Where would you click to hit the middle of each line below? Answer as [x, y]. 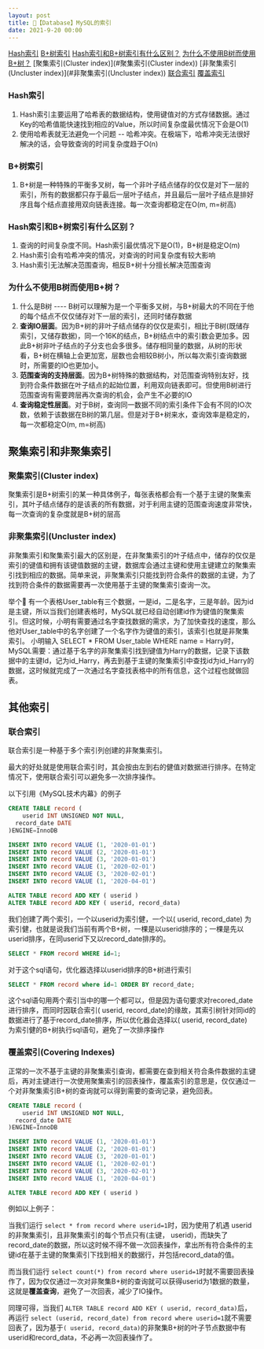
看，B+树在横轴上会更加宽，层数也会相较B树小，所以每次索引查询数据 [133, 355]
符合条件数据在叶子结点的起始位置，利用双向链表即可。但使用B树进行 [139, 385]
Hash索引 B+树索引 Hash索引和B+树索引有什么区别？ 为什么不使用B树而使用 [132, 54]
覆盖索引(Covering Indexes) [62, 1052]
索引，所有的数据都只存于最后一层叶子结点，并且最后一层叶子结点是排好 [136, 195]
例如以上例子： [32, 1209]
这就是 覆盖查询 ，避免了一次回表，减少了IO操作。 [88, 1292]
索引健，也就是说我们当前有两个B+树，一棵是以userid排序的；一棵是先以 [126, 928]
